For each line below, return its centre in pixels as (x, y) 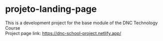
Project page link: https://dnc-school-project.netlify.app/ (63, 33)
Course (13, 28)
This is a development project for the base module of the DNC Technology (81, 23)
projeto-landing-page (51, 9)
